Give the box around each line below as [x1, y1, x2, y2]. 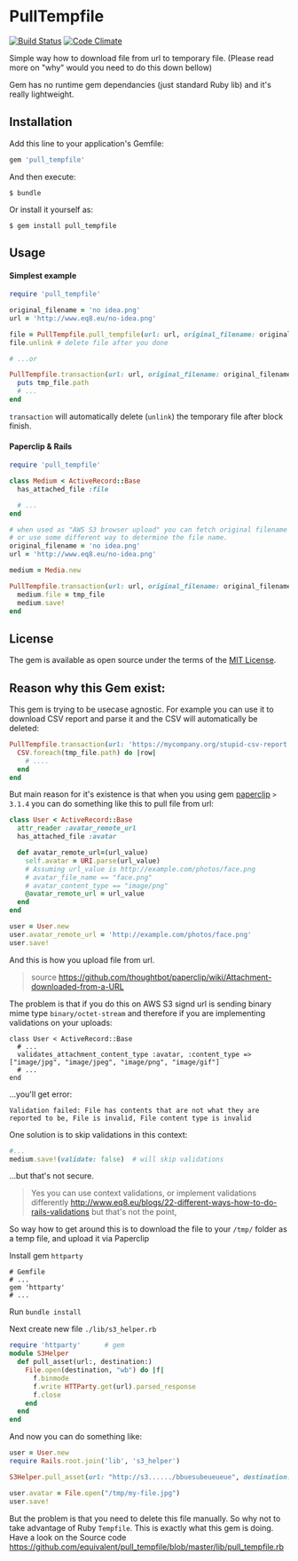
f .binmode [32, 1374, 69, 1383]
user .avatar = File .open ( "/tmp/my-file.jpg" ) [9, 1488, 180, 1497]
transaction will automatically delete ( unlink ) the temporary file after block [9, 411, 284, 422]
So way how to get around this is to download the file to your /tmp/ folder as [9, 1224, 288, 1234]
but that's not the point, [91, 1207, 177, 1218]
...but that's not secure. [9, 1171, 95, 1181]
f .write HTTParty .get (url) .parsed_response [32, 1382, 197, 1391]
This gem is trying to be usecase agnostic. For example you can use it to [9, 704, 274, 715]
